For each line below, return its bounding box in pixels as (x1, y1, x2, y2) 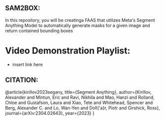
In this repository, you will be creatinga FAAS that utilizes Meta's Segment (5, 17, 155, 23)
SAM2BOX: (5, 4, 41, 12)
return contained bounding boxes (5, 27, 73, 34)
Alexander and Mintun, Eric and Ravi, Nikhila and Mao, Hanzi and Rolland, (5, 94, 155, 100)
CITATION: (5, 76, 39, 84)
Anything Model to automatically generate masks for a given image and (5, 22, 150, 28)
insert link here (12, 61, 43, 67)
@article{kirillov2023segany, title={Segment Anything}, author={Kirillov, (5, 89, 152, 95)
